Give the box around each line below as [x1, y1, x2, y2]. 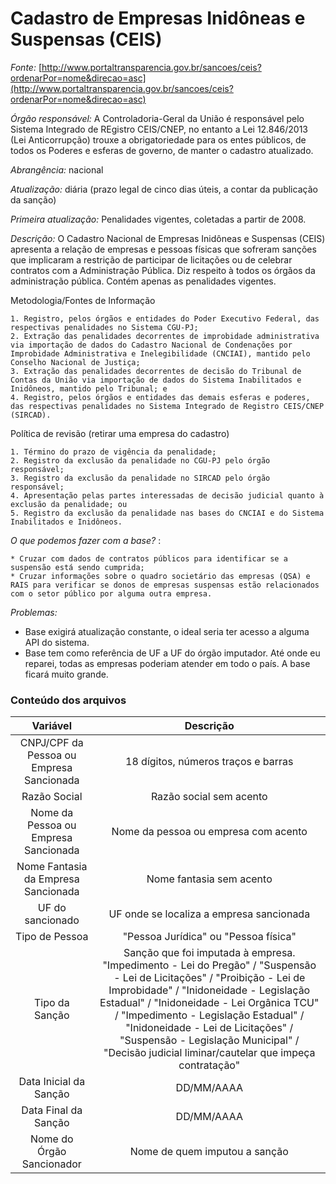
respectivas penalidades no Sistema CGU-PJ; [10, 322, 199, 332]
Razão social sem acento [150, 790, 268, 804]
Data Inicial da [18, 1075, 86, 1089]
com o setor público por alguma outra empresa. [10, 588, 213, 599]
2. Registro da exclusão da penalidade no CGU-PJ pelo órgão [10, 455, 271, 466]
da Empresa [23, 872, 80, 886]
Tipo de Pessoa [15, 930, 89, 944]
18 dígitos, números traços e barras [125, 755, 294, 769]
